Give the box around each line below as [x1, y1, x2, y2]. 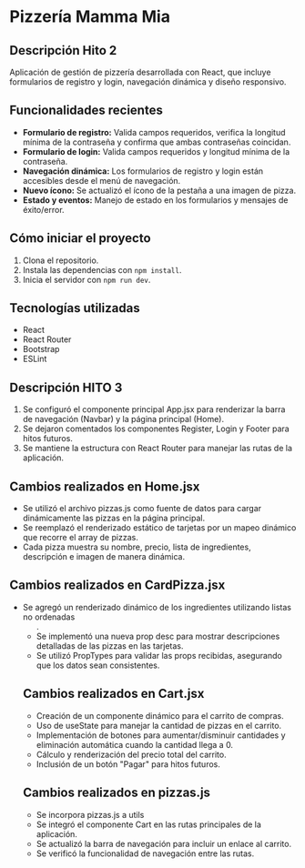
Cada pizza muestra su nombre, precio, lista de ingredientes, [22, 541, 252, 552]
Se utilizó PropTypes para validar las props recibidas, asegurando [36, 650, 282, 661]
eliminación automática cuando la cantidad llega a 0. [36, 739, 234, 750]
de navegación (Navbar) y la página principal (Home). [22, 414, 225, 425]
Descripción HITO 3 [9, 379, 123, 395]
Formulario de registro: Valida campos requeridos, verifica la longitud [22, 126, 286, 137]
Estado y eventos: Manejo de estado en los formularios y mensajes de [22, 194, 289, 206]
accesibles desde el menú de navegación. [22, 175, 181, 186]
